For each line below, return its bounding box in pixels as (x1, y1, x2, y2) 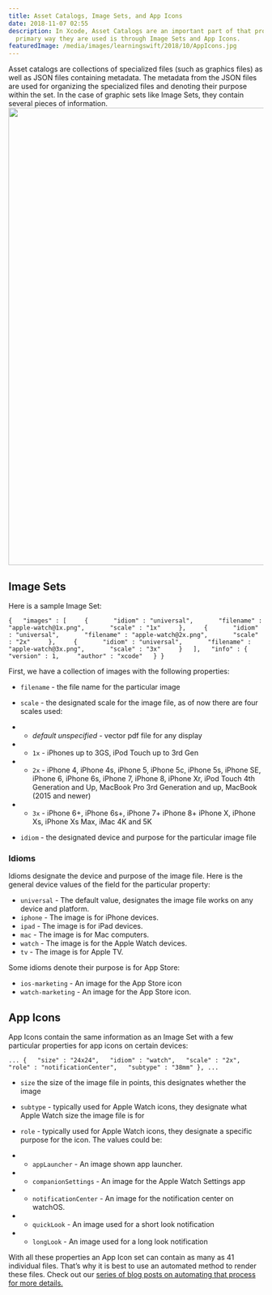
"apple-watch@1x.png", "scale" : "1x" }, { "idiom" (8, 623, 259, 632)
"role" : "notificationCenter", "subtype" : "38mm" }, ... (8, 1063, 219, 1072)
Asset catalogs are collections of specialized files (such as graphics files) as (8, 64, 263, 74)
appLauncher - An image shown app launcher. (32, 1160, 183, 1169)
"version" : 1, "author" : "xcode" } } (8, 652, 164, 660)
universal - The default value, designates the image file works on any (19, 895, 253, 905)
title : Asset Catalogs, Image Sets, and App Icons (8, 11, 183, 20)
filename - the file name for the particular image (19, 682, 181, 691)
